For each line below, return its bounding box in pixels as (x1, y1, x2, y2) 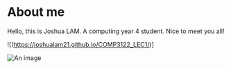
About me (7, 4, 65, 20)
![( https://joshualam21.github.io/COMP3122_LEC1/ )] (7, 40, 155, 48)
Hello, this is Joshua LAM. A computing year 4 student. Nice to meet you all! (7, 27, 225, 35)
